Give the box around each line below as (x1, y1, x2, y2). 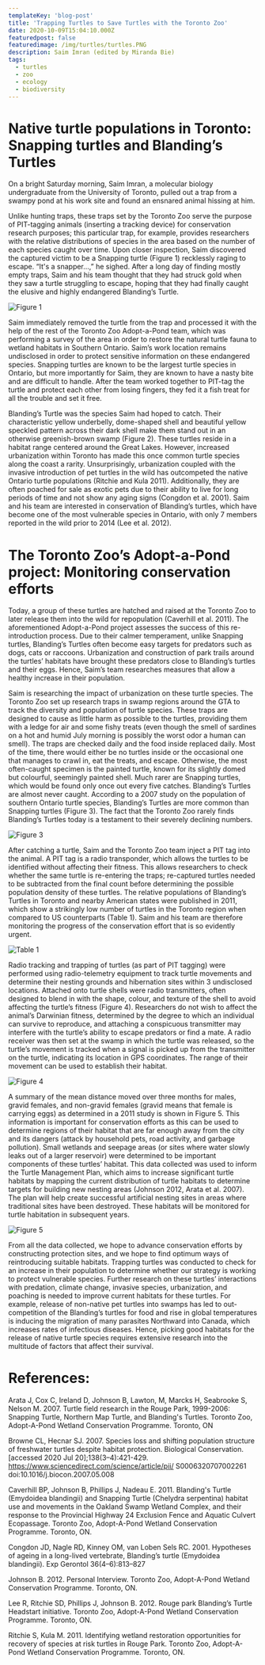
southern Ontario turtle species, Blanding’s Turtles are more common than (8, 798, 249, 808)
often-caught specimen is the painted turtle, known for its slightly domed (8, 764, 246, 774)
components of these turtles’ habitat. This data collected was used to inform (8, 1160, 257, 1169)
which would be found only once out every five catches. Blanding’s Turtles (8, 781, 252, 791)
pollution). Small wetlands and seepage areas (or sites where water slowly (8, 1142, 251, 1153)
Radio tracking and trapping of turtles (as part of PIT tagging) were (8, 960, 226, 970)
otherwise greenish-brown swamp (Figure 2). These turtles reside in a (8, 434, 237, 444)
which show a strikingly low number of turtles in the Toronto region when (8, 905, 247, 914)
